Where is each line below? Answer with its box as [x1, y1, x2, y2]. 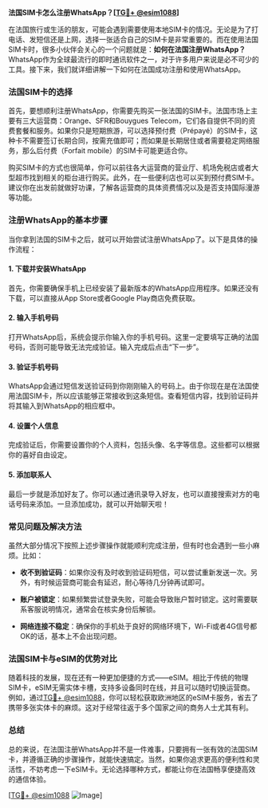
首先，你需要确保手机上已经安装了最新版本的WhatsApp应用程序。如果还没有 [8, 283, 259, 293]
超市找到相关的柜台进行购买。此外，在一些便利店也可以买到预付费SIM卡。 [14, 173, 259, 183]
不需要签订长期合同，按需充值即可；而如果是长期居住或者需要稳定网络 [22, 136, 253, 146]
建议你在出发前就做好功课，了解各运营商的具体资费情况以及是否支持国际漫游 [8, 183, 260, 192]
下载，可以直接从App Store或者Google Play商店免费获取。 [8, 293, 199, 302]
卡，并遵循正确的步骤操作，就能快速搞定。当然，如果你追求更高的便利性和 [8, 754, 253, 764]
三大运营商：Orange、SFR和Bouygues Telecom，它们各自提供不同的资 [22, 116, 256, 126]
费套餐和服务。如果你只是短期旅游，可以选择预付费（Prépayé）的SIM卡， [8, 126, 251, 136]
